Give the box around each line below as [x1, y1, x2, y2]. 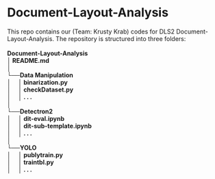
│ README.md [7, 56, 50, 64]
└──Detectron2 [7, 107, 53, 115]
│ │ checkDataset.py [7, 85, 74, 94]
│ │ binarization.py [7, 78, 68, 86]
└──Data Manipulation [7, 70, 73, 79]
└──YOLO [7, 143, 37, 152]
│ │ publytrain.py [7, 150, 64, 159]
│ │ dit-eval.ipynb [7, 114, 65, 122]
